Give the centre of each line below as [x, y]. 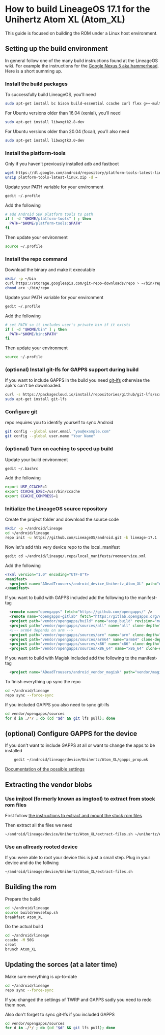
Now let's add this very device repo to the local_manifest [63, 547]
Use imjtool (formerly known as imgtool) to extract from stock [80, 799]
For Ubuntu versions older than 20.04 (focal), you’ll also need [67, 131]
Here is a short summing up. [34, 71]
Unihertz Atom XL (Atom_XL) [65, 19]
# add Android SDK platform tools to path [49, 214]
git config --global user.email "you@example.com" [58, 432]
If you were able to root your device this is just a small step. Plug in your [78, 858]
